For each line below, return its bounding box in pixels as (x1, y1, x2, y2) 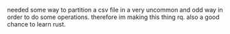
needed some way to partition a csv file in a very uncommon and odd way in (7, 6, 223, 14)
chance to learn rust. (7, 20, 67, 28)
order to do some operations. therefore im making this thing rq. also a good (7, 13, 220, 21)
